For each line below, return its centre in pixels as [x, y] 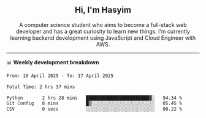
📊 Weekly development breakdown [53, 62]
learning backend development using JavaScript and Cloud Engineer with [103, 38]
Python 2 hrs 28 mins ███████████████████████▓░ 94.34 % [94, 98]
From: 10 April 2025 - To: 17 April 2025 [60, 76]
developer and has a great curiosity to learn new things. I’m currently [103, 31]
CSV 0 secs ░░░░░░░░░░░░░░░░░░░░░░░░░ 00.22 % [94, 109]
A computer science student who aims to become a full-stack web [103, 24]
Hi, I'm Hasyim [103, 10]
